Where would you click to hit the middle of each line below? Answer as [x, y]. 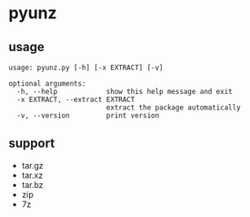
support [32, 144]
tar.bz [32, 184]
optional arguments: [48, 84]
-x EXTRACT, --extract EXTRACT [76, 99]
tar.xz [32, 175]
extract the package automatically [174, 108]
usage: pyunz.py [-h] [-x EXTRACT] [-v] [86, 67]
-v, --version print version [88, 116]
